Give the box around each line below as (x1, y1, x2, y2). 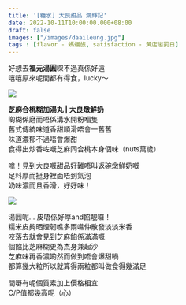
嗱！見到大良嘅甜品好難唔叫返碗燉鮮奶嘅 (8, 161, 139, 170)
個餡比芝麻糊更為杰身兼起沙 (8, 242, 99, 251)
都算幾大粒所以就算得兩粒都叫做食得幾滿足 (8, 262, 147, 271)
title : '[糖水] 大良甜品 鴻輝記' (8, 11, 108, 20)
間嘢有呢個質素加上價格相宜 (8, 278, 99, 288)
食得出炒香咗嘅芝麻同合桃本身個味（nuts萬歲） (8, 144, 161, 154)
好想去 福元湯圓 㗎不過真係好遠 (8, 64, 105, 73)
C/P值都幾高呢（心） (8, 288, 76, 298)
